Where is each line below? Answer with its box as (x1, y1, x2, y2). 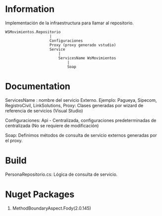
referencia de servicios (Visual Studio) (5, 108, 83, 114)
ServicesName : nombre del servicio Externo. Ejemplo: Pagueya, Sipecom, (5, 97, 157, 103)
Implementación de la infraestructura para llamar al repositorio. (5, 20, 134, 26)
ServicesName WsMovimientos (58, 56, 116, 61)
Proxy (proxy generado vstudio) (49, 42, 116, 48)
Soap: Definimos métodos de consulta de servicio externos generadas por (5, 132, 157, 138)
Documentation (5, 81, 71, 92)
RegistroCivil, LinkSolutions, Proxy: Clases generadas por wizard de (5, 102, 144, 108)
